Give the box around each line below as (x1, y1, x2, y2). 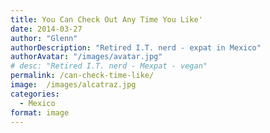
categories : (10, 89, 60, 99)
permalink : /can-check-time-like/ (10, 71, 155, 81)
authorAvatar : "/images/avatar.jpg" (10, 52, 163, 62)
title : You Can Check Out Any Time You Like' (10, 14, 203, 25)
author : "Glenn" (10, 33, 78, 43)
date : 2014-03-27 (10, 24, 83, 34)
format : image (10, 107, 70, 118)
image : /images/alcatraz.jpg (10, 80, 137, 90)
